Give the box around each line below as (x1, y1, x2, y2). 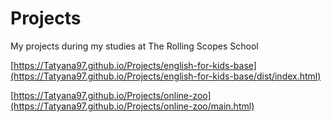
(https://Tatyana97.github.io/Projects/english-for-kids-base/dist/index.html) (10, 70, 322, 82)
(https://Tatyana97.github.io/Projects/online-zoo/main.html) (10, 100, 255, 112)
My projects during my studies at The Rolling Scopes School (10, 40, 259, 52)
